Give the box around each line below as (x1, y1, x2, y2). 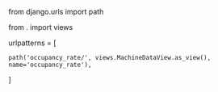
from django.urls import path (8, 7, 104, 16)
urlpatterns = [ (8, 38, 57, 48)
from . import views (8, 23, 73, 31)
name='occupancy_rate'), (8, 61, 92, 69)
